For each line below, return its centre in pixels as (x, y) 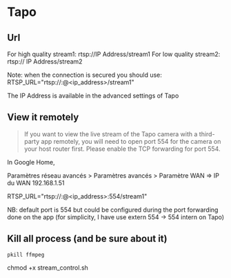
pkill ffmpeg (26, 254)
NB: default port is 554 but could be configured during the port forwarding (113, 210)
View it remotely (43, 117)
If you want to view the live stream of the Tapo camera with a (111, 134)
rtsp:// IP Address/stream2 (45, 62)
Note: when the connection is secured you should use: (84, 75)
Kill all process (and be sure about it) (87, 239)
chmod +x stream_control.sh (48, 268)
